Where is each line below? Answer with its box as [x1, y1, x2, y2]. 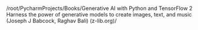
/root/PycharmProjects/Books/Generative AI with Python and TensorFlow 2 [6, 5, 193, 12]
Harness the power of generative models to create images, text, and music [6, 11, 192, 18]
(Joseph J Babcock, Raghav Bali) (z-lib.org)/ [6, 17, 117, 24]
